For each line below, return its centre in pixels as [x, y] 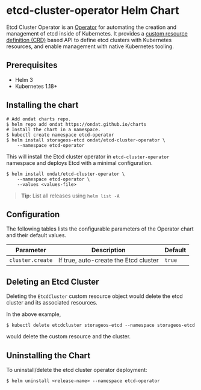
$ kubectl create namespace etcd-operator [60, 135]
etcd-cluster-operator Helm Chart [93, 11]
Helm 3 [24, 79]
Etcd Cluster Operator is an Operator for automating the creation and [91, 27]
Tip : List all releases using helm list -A [70, 196]
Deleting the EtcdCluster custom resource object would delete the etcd [95, 296]
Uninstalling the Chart [48, 355]
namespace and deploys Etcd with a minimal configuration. [79, 162]
